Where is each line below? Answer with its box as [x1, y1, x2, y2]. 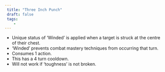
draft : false [6, 12, 34, 17]
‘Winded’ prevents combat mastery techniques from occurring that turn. [11, 45, 159, 51]
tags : [6, 16, 18, 21]
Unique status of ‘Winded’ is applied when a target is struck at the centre [11, 35, 161, 41]
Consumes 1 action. [11, 51, 52, 57]
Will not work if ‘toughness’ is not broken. [11, 61, 97, 67]
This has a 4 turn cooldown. [11, 56, 69, 62]
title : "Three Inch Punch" [6, 7, 63, 12]
